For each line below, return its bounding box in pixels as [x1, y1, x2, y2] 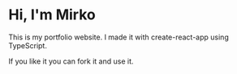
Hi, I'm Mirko [8, 6, 96, 24]
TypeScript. [8, 40, 47, 50]
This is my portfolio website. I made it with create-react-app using [8, 32, 229, 42]
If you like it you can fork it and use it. [8, 56, 134, 66]
